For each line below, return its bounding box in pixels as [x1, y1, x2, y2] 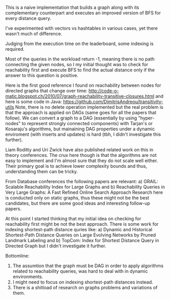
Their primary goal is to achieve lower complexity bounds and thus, [5, 163, 147, 169]
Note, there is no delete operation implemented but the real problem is [15, 104, 164, 110]
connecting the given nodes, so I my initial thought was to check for [5, 62, 148, 67]
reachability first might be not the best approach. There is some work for [5, 221, 159, 227]
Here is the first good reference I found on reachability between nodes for [5, 82, 161, 88]
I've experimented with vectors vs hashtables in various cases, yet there [5, 25, 158, 31]
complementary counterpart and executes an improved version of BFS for [5, 10, 161, 16]
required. [5, 46, 25, 52]
